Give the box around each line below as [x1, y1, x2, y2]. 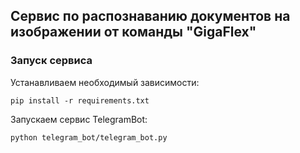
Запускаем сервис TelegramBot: [10, 113, 148, 125]
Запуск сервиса [10, 54, 93, 68]
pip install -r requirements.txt [10, 95, 150, 106]
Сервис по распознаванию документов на [10, 8, 291, 25]
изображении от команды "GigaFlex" [10, 24, 257, 41]
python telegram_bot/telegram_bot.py [10, 132, 168, 143]
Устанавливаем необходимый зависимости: [10, 76, 200, 88]
